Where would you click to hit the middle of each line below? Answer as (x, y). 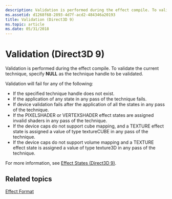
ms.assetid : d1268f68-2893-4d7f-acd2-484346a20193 (60, 15)
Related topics (29, 179)
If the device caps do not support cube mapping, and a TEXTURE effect (88, 126)
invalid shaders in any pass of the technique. (60, 121)
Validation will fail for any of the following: (49, 84)
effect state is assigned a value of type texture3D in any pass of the (84, 148)
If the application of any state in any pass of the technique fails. (80, 99)
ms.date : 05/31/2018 (27, 29)
